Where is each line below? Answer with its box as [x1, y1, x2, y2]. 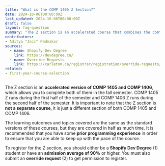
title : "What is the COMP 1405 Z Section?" [5, 7, 96, 12]
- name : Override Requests [9, 57, 65, 62]
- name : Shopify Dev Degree [9, 48, 67, 53]
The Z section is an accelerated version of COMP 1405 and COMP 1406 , [5, 84, 154, 90]
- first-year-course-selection [5, 71, 69, 76]
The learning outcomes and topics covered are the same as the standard [5, 119, 152, 125]
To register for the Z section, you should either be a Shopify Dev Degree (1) [5, 145, 158, 151]
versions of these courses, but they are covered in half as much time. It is [5, 125, 154, 131]
